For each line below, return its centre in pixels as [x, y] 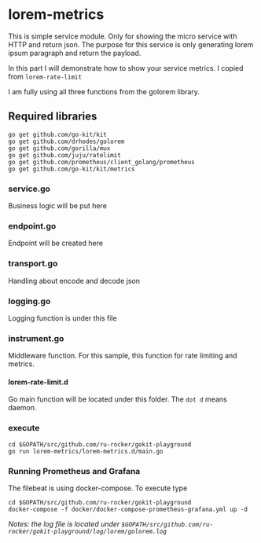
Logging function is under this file [62, 318]
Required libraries [53, 117]
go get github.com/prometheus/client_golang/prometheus [101, 162]
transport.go [33, 263]
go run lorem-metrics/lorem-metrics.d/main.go [86, 451]
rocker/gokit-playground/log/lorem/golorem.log [88, 532]
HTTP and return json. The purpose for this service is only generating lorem [131, 44]
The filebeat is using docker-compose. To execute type [98, 488]
